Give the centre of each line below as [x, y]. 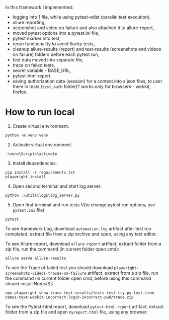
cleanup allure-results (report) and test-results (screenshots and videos [87, 49]
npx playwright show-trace [33, 293]
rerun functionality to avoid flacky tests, [54, 44]
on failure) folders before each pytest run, [56, 54]
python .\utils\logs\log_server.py [43, 195]
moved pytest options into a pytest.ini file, [56, 33]
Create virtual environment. [41, 126]
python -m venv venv [27, 135]
